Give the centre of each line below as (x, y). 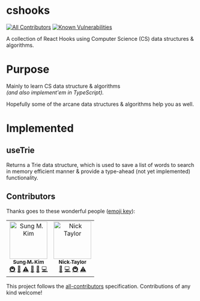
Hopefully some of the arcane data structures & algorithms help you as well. (100, 104)
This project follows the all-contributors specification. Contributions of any (98, 286)
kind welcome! (24, 293)
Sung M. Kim (29, 262)
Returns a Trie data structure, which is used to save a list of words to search (100, 165)
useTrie (20, 150)
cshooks (28, 11)
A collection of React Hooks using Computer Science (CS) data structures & (100, 38)
